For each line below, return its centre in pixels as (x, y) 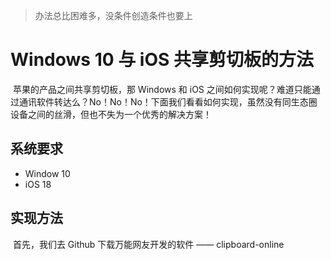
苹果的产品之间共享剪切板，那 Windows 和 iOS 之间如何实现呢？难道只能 (162, 89)
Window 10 (47, 173)
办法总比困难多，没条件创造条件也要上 (113, 15)
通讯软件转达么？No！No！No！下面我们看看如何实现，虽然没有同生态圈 (168, 101)
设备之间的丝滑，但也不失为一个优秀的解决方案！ (111, 114)
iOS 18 (38, 184)
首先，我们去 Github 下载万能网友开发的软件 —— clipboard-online (148, 244)
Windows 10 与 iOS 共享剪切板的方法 (162, 60)
